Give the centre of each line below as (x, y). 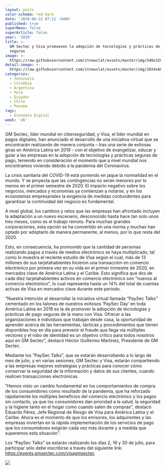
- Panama (19, 106)
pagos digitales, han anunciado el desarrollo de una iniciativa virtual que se (82, 139)
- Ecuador (20, 97)
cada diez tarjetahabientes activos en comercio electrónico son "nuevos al (81, 278)
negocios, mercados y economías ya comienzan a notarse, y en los (74, 191)
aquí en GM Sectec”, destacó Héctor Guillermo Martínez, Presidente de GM (82, 340)
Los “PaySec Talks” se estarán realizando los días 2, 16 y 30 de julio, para (80, 442)
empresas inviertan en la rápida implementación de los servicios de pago (80, 423)
